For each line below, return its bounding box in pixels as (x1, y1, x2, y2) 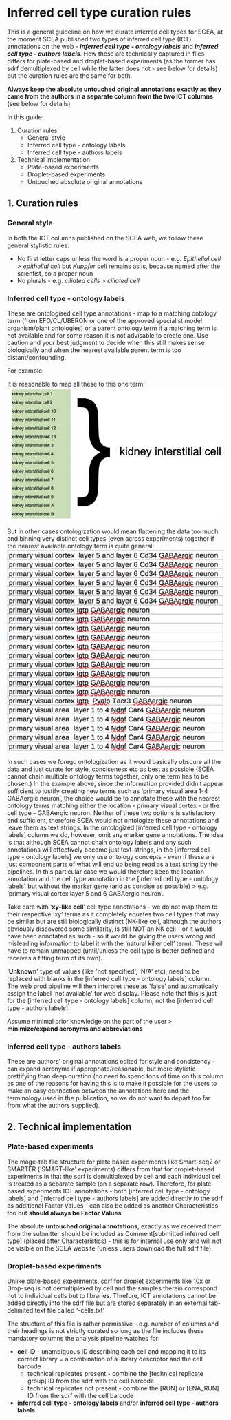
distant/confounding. (7, 353, 67, 361)
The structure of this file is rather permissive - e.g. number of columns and (7, 1319, 219, 1328)
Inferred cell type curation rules (7, 5, 192, 21)
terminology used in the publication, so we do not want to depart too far (7, 1093, 211, 1102)
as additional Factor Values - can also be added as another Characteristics (7, 1201, 219, 1210)
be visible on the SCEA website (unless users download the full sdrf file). (7, 1244, 213, 1252)
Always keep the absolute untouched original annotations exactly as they (7, 85, 222, 93)
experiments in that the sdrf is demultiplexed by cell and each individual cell (7, 1172, 222, 1180)
